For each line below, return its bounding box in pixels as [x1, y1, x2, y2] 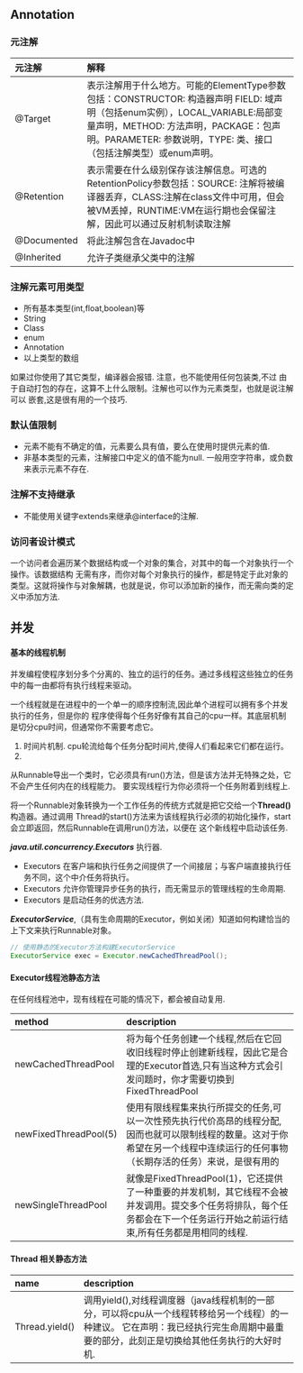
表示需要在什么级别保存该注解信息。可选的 [86, 163, 268, 176]
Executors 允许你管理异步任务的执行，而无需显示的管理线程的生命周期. [22, 883, 286, 894]
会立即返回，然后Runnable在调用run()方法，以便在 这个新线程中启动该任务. [10, 822, 289, 833]
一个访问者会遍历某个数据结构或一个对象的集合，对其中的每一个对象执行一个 [10, 557, 294, 568]
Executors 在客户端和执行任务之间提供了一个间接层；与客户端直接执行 [22, 861, 284, 872]
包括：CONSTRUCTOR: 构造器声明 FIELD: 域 [86, 92, 274, 105]
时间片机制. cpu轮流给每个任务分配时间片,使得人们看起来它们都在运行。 [22, 741, 289, 752]
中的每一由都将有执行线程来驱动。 [10, 680, 137, 691]
